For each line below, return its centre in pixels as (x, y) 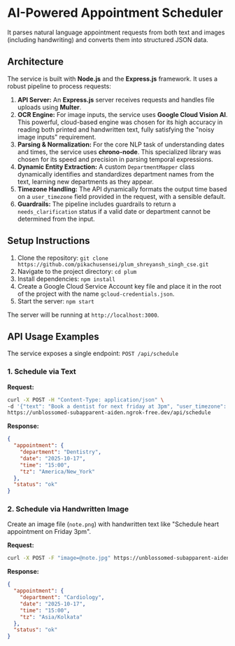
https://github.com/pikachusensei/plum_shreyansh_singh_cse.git (113, 264)
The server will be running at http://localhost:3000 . (83, 315)
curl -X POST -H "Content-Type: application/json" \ (86, 400)
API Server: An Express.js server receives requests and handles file (116, 99)
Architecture (36, 62)
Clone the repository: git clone (63, 258)
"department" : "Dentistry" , (60, 452)
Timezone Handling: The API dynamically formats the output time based (122, 189)
